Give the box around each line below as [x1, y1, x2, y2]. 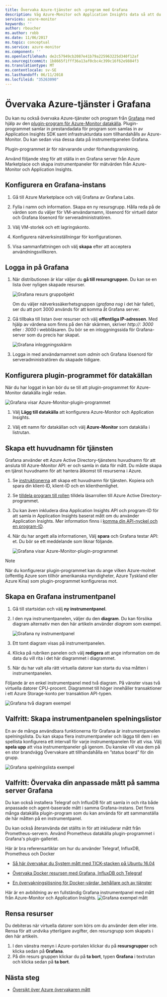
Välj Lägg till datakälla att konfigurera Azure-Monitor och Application [12, 409, 154, 415]
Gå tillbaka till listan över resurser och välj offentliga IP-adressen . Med [12, 316, 158, 322]
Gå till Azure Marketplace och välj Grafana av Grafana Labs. [12, 194, 135, 200]
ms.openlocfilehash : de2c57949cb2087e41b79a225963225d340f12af [5, 53, 139, 59]
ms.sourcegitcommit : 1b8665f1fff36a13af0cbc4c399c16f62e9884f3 [5, 58, 139, 63]
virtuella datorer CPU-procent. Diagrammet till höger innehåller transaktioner [5, 685, 163, 691]
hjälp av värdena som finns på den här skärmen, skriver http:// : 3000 [12, 321, 154, 327]
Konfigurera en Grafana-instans [5, 181, 106, 189]
